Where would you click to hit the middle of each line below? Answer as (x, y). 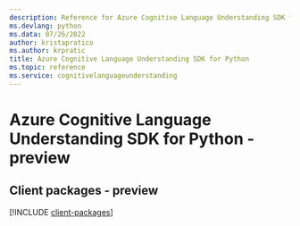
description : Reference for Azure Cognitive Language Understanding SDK (147, 17)
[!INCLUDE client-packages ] (61, 212)
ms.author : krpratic (48, 51)
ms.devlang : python (46, 26)
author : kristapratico (51, 42)
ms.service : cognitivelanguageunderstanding (93, 76)
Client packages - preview (84, 191)
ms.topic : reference (48, 68)
